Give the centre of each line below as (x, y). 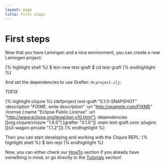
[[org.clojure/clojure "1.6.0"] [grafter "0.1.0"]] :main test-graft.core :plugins (81, 122)
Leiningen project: (24, 58)
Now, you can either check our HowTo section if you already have (72, 152)
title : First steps (25, 14)
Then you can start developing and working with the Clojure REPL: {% (76, 137)
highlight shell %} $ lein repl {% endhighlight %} (55, 143)
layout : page (19, 10)
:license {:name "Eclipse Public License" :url (50, 112)
